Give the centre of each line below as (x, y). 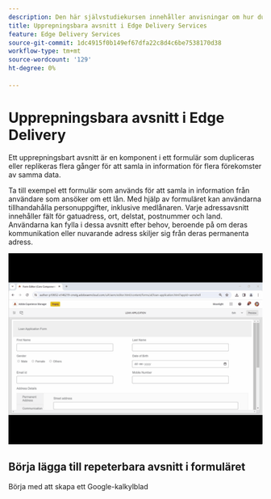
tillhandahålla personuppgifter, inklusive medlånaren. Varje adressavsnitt (129, 207)
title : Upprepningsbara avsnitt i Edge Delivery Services (108, 25)
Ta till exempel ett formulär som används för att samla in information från (129, 190)
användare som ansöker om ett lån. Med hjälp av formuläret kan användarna (135, 199)
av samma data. (35, 175)
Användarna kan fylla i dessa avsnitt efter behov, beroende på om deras (128, 224)
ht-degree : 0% (32, 69)
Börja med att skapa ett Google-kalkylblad (78, 486)
